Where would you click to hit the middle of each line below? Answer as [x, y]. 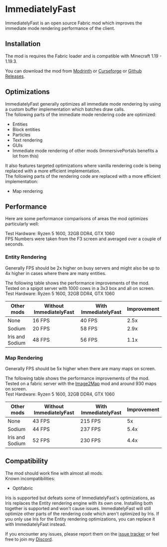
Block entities [26, 129]
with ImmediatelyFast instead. [36, 524]
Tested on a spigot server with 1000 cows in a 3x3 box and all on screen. [80, 288]
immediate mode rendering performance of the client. [60, 28]
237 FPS [90, 429]
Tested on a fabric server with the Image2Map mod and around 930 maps [81, 383]
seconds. [15, 244]
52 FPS [41, 440]
